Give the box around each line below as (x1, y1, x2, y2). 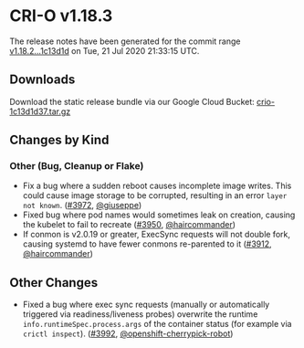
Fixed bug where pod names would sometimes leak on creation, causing (22, 209, 296, 220)
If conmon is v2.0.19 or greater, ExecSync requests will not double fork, (22, 229, 290, 240)
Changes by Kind (9, 132, 110, 148)
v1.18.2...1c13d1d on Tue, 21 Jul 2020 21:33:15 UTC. (9, 45, 200, 56)
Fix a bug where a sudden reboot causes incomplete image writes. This (22, 180, 292, 192)
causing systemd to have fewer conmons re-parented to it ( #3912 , (22, 238, 272, 249)
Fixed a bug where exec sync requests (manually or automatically (22, 299, 270, 311)
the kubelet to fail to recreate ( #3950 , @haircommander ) (22, 219, 236, 230)
